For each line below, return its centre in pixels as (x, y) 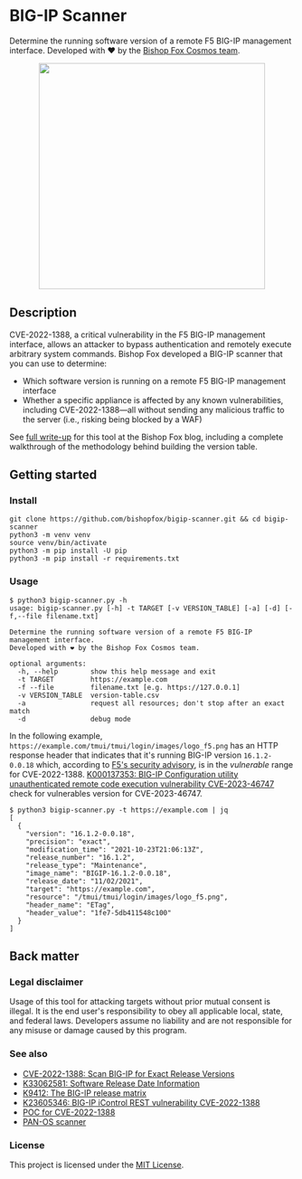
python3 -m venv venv (50, 535)
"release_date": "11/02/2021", (85, 881)
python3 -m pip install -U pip (68, 551)
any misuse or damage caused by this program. (98, 1031)
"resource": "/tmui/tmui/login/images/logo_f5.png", (127, 897)
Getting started (53, 475)
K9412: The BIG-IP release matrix (85, 1093)
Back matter (44, 956)
